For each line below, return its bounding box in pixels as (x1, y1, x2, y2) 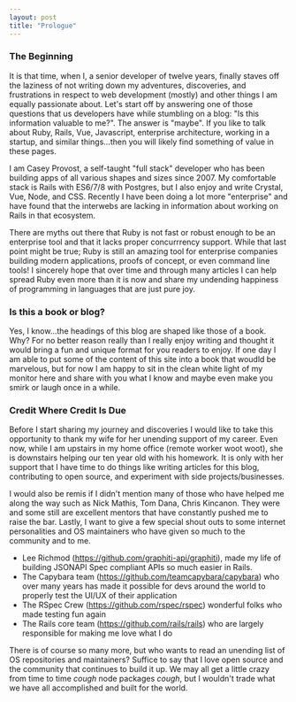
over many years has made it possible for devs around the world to (21, 581, 266, 591)
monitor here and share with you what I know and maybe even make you (9, 373, 274, 383)
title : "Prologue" (9, 21, 77, 30)
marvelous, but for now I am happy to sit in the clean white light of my (9, 364, 263, 374)
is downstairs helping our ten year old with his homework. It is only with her (9, 452, 285, 463)
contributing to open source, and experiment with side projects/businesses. (9, 471, 285, 482)
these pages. (9, 145, 57, 156)
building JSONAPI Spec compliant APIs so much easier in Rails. (21, 562, 254, 573)
